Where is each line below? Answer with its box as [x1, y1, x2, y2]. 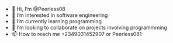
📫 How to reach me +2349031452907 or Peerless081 [11, 31, 142, 37]
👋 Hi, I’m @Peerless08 [11, 6, 66, 12]
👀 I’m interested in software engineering [11, 12, 108, 19]
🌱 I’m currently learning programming [11, 18, 102, 24]
